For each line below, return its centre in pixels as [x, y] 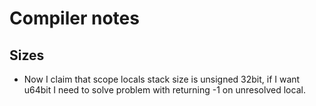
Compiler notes [74, 18]
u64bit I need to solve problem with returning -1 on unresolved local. [164, 90]
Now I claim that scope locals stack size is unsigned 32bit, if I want [162, 79]
